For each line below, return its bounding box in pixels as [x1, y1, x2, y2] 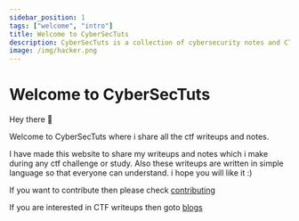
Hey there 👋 [9, 114, 53, 125]
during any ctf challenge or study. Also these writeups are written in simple [9, 158, 285, 169]
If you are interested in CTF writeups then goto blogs [9, 202, 203, 213]
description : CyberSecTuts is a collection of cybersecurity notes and [9, 37, 280, 47]
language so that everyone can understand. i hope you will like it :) [9, 168, 253, 178]
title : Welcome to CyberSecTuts [9, 29, 129, 38]
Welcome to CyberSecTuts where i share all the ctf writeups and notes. [9, 131, 270, 143]
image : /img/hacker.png [9, 46, 98, 55]
